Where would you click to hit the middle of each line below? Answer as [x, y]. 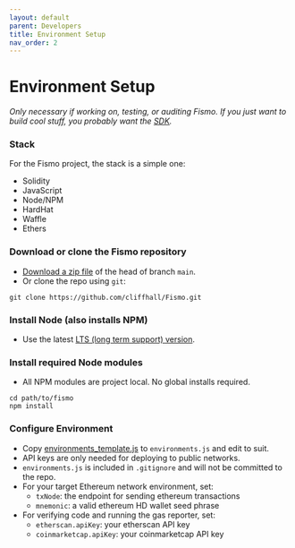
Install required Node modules [76, 362]
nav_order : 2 [34, 43]
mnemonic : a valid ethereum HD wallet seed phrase [127, 505]
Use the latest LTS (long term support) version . [108, 339]
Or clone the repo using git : [74, 281]
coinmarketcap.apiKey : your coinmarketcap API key [130, 534]
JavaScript [42, 191]
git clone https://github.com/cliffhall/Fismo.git [105, 297]
